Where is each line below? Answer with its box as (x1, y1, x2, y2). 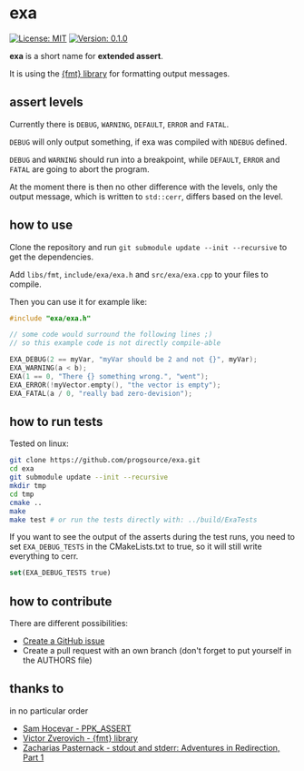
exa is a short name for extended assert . (9, 50, 163, 61)
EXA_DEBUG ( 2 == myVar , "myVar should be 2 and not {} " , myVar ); (9, 355, 258, 364)
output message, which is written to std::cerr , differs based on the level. (9, 190, 284, 202)
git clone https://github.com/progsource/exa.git (9, 456, 201, 465)
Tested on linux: (9, 438, 70, 449)
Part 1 (22, 752, 44, 763)
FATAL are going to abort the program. (9, 163, 150, 175)
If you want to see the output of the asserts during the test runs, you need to (9, 532, 295, 543)
